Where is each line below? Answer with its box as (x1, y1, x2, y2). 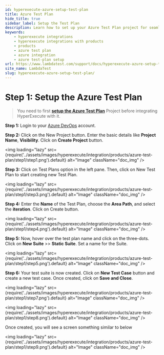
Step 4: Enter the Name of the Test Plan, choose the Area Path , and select (5, 201, 155, 207)
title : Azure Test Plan (5, 12, 54, 17)
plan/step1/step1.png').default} (5, 157, 67, 163)
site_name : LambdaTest (5, 66, 51, 71)
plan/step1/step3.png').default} (5, 191, 67, 197)
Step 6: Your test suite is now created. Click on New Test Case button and (5, 270, 155, 276)
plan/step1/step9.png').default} (5, 344, 67, 350)
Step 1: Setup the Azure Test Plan (5, 92, 143, 103)
